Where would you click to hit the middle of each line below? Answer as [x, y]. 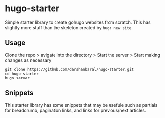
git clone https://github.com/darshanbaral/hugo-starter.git [70, 69]
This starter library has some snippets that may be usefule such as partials [81, 105]
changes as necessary [28, 60]
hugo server [17, 78]
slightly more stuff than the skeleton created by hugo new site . [69, 27]
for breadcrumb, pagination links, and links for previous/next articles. [76, 110]
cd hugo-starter [22, 74]
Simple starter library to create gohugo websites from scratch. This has [78, 22]
